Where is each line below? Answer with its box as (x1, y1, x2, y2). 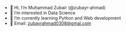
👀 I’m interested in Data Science (9, 10, 76, 16)
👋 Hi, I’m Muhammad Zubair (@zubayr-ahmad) (9, 5, 106, 10)
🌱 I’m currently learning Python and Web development (9, 15, 121, 21)
